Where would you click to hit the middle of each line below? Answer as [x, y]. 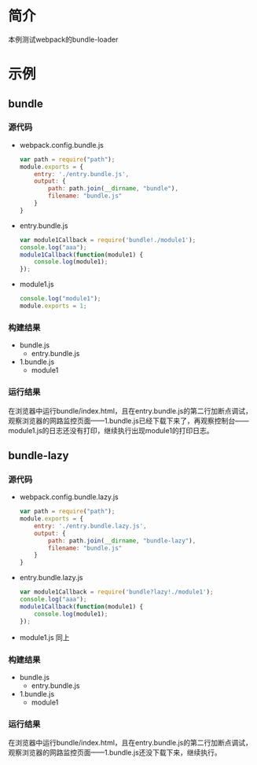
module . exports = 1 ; [53, 306]
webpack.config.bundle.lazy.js [69, 497]
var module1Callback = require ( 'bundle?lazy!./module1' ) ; [116, 592]
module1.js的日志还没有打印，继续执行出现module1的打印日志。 [111, 430]
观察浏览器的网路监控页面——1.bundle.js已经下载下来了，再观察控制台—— [128, 421]
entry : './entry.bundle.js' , [82, 174]
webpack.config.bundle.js [61, 145]
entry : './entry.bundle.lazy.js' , [90, 526]
